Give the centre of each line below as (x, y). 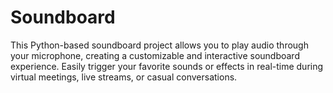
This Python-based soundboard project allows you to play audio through (159, 45)
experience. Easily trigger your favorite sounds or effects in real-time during (167, 66)
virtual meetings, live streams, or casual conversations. (124, 77)
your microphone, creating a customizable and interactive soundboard (155, 55)
